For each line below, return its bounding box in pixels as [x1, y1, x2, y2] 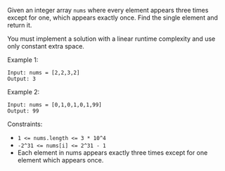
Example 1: [7, 56, 39, 64]
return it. [7, 21, 32, 29]
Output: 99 [7, 108, 39, 115]
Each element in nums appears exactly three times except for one [17, 148, 208, 157]
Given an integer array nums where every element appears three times [7, 6, 209, 14]
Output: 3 [7, 75, 37, 82]
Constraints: [7, 120, 43, 128]
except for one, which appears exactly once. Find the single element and [7, 13, 218, 22]
